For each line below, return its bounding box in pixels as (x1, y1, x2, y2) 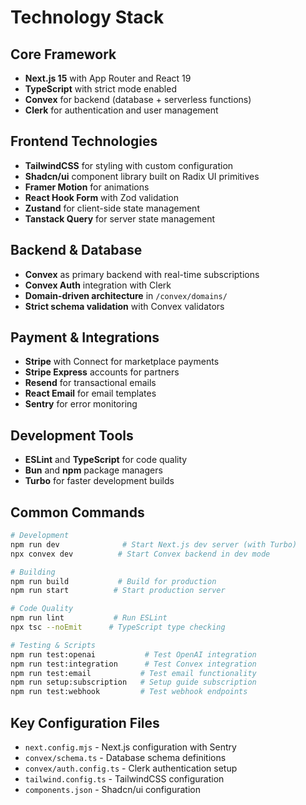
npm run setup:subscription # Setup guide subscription (10, 677, 257, 688)
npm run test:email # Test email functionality (10, 668, 257, 678)
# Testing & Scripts (10, 640, 97, 650)
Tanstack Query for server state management (24, 212, 216, 225)
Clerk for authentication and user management (24, 104, 219, 116)
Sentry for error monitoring (24, 398, 138, 410)
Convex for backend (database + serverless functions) (24, 94, 252, 105)
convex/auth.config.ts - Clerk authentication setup (24, 762, 238, 774)
